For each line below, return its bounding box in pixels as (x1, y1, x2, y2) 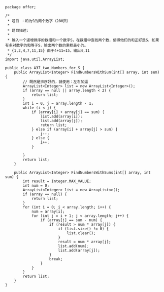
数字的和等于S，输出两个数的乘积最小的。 (16, 43, 88, 48)
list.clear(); (66, 231, 96, 236)
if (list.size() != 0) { (58, 226, 109, 231)
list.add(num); (58, 244, 90, 249)
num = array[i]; (31, 209, 65, 214)
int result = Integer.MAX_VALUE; (23, 179, 92, 184)
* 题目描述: (7, 28, 29, 33)
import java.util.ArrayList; (5, 57, 65, 62)
